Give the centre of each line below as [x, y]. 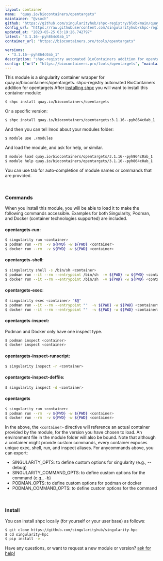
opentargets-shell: [24, 260]
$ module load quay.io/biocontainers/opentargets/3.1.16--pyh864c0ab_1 [79, 156]
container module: [23, 93]
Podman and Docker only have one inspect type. [54, 331]
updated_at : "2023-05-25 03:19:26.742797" [49, 32]
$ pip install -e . [25, 539]
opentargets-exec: [24, 290]
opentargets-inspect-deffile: [35, 377]
